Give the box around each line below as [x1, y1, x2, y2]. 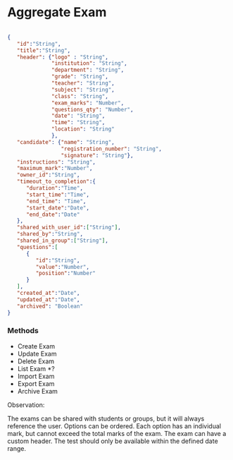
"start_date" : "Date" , [25, 204, 90, 212]
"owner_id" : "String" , [16, 171, 80, 178]
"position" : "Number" [35, 270, 96, 277]
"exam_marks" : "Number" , [51, 99, 125, 107]
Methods [7, 326, 39, 336]
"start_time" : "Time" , [25, 191, 90, 198]
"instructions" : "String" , [16, 158, 96, 166]
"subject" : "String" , [51, 86, 115, 93]
